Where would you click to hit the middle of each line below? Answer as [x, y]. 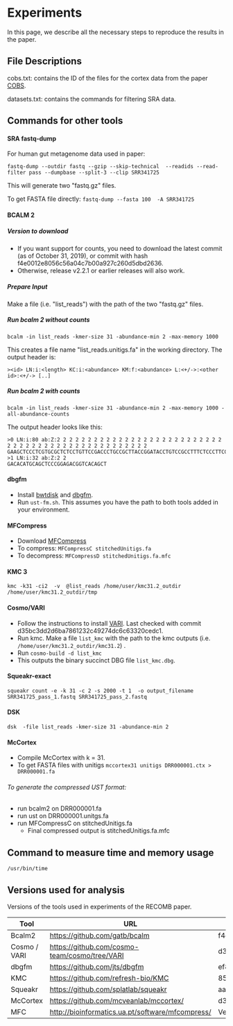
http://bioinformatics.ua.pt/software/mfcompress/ [130, 1012]
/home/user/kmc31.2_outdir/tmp [52, 592]
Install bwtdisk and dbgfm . [55, 495]
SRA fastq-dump [32, 138]
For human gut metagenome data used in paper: [76, 154]
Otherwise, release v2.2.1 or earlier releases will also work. [101, 270]
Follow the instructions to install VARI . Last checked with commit [109, 623]
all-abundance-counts [38, 414]
